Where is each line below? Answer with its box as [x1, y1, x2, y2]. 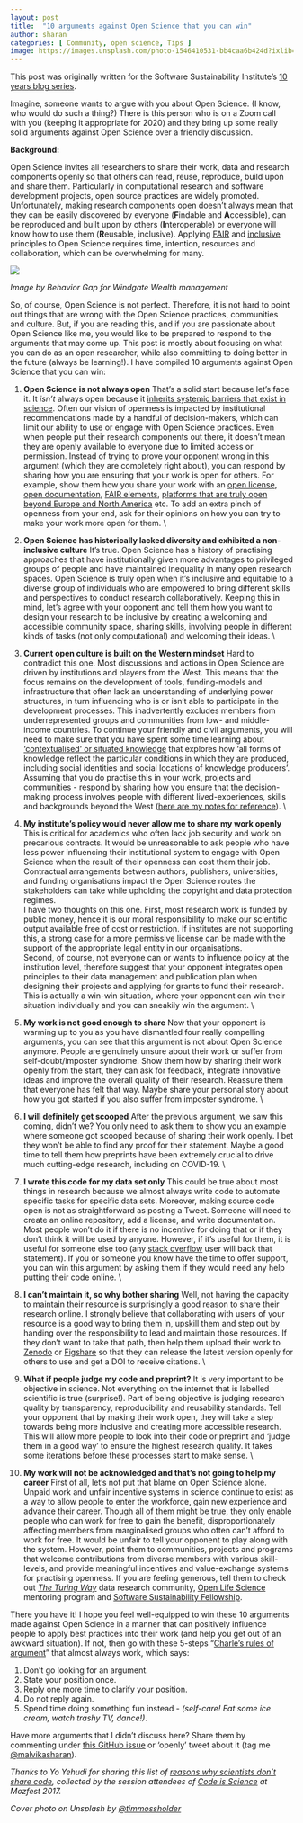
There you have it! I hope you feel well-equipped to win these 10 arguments [10, 1609, 290, 1620]
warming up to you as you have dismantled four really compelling [22, 1027, 266, 1038]
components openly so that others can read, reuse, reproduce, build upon [10, 172, 284, 183]
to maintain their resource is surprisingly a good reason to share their [22, 1299, 280, 1309]
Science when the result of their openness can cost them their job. [22, 856, 271, 868]
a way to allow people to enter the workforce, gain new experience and [22, 1497, 287, 1507]
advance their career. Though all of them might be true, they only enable [22, 1506, 292, 1516]
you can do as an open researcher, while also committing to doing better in [10, 347, 288, 358]
